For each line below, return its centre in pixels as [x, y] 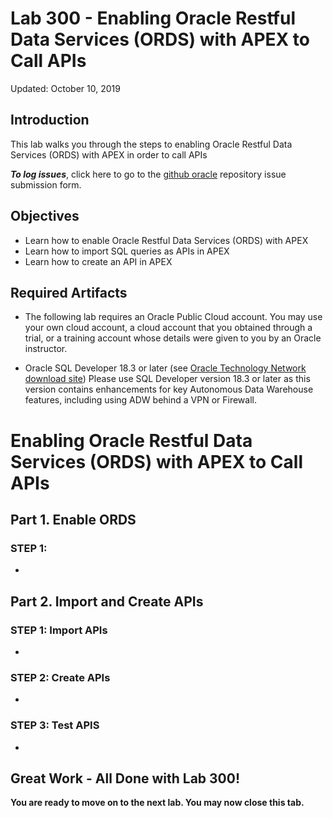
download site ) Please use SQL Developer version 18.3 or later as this [167, 379]
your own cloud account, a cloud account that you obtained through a [168, 328]
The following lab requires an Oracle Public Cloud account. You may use [173, 317]
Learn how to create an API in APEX [98, 261]
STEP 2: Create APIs [60, 677]
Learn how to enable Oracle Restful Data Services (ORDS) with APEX [166, 240]
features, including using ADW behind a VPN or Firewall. [140, 400]
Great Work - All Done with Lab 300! [125, 778]
